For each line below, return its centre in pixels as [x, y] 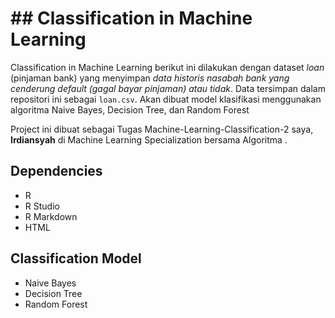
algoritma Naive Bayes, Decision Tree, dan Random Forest [130, 109]
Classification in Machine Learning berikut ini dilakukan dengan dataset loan [167, 67]
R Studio [42, 206]
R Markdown [51, 216]
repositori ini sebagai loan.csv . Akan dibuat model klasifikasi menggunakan [166, 99]
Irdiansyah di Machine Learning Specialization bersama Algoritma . [149, 139]
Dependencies [56, 171]
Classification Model [76, 258]
